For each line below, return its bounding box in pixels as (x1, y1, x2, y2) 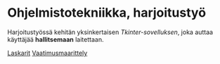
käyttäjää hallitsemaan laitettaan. (7, 35, 104, 43)
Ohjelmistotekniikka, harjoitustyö (7, 5, 206, 21)
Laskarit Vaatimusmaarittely (7, 49, 88, 57)
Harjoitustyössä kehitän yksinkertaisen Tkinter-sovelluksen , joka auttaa (7, 28, 213, 36)
